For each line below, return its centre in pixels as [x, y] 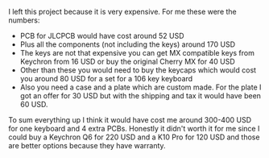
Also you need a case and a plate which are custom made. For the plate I [141, 87]
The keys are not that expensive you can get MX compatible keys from [137, 53]
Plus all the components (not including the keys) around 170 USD [128, 44]
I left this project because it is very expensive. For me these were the [123, 12]
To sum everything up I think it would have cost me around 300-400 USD [130, 120]
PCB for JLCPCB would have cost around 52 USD [102, 36]
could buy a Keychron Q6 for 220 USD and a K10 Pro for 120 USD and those [134, 137]
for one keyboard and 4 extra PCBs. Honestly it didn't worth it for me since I [134, 129]
